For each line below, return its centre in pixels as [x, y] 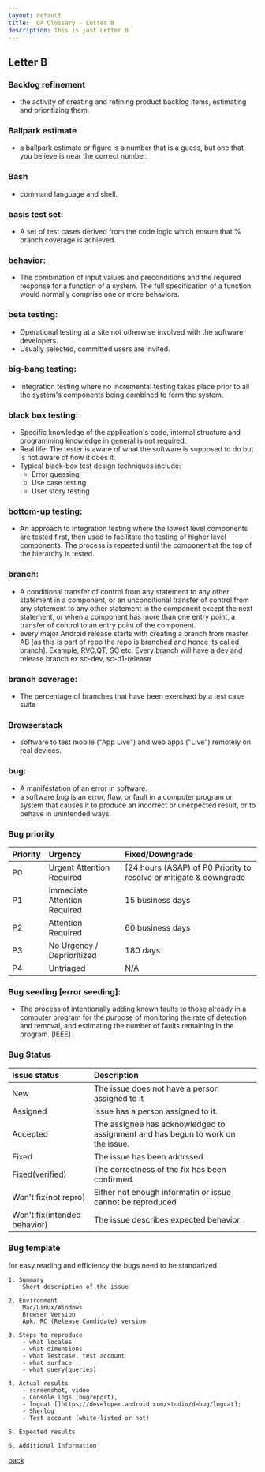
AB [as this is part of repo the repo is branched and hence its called [129, 642]
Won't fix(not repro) [49, 1197]
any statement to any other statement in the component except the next [136, 608]
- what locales [47, 1342]
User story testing [61, 491]
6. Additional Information [52, 1445]
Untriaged [67, 968]
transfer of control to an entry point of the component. [108, 625]
